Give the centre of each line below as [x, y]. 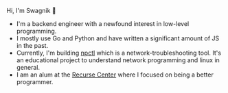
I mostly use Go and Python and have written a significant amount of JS [118, 38]
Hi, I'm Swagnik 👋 [31, 11]
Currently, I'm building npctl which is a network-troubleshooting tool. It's [118, 53]
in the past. [32, 45]
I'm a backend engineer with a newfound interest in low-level [103, 24]
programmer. [35, 82]
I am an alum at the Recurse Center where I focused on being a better [115, 75]
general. [28, 67]
